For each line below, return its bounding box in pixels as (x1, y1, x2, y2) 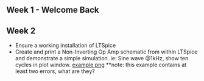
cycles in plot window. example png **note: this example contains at (15, 61, 187, 69)
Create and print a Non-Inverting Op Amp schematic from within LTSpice (15, 48, 198, 55)
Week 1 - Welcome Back (6, 5, 99, 15)
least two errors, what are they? (15, 68, 96, 75)
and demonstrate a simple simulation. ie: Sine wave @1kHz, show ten (15, 55, 189, 62)
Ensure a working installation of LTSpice (15, 42, 116, 49)
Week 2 (6, 26, 36, 36)
